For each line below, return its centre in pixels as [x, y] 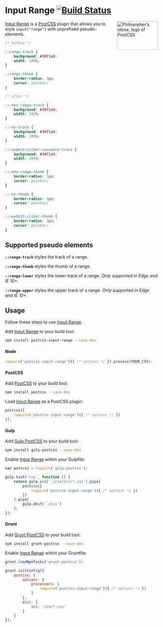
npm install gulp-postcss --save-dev [43, 450]
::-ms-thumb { [19, 194]
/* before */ [18, 43]
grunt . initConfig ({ [25, 571]
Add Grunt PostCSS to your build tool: [43, 535]
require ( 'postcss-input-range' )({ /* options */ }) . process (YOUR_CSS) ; [79, 362]
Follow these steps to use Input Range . [44, 322]
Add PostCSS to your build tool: [37, 384]
